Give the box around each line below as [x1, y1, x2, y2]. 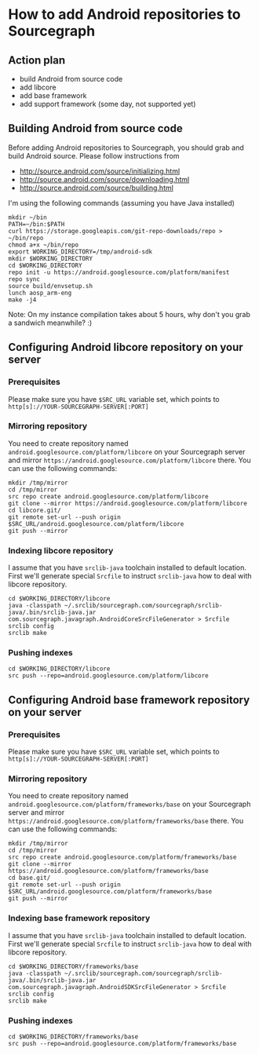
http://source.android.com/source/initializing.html [19, 166, 181, 176]
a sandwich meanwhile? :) [8, 318, 93, 327]
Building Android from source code [8, 122, 183, 135]
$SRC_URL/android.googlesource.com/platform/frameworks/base [8, 888, 213, 896]
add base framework [19, 91, 88, 100]
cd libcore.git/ [8, 506, 61, 514]
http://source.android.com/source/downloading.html [19, 174, 190, 184]
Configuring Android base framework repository [8, 693, 250, 706]
